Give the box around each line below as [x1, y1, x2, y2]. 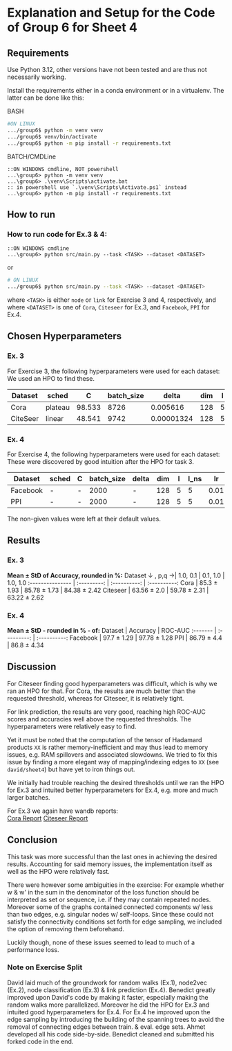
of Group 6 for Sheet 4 [7, 19, 138, 35]
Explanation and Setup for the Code [7, 5, 215, 21]
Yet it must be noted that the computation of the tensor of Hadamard [7, 735, 202, 744]
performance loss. [7, 945, 59, 953]
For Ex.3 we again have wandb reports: [7, 807, 119, 815]
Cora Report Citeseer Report [7, 814, 88, 822]
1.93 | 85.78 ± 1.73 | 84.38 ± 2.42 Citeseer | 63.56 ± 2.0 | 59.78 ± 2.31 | [7, 586, 209, 594]
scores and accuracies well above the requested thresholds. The [7, 715, 192, 723]
